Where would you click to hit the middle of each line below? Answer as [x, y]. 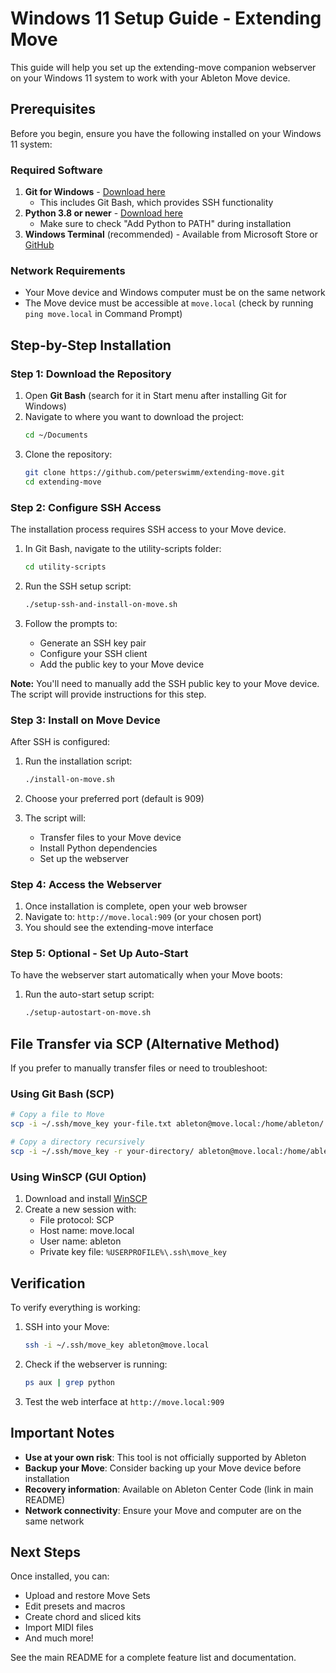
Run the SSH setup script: [78, 586]
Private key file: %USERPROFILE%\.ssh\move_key [133, 1252]
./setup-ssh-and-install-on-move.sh [101, 604]
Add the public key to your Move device [122, 664]
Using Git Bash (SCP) [62, 1094]
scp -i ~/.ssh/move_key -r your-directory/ [102, 1152]
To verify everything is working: [75, 1308]
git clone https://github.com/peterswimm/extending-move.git [155, 472]
